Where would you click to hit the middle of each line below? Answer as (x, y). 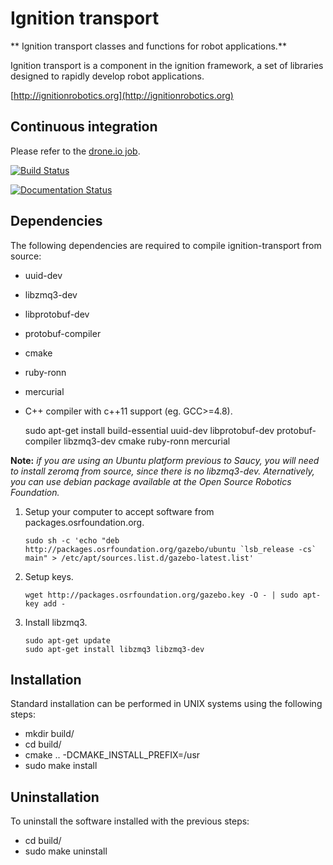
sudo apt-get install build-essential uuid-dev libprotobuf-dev (149, 430)
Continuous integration (84, 127)
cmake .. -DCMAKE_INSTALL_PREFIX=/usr (112, 755)
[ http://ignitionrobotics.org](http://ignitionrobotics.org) (122, 95)
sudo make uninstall (66, 851)
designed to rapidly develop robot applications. (107, 76)
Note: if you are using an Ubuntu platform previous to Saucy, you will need (165, 460)
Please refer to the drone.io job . (75, 151)
